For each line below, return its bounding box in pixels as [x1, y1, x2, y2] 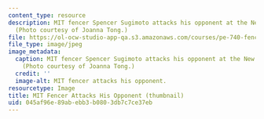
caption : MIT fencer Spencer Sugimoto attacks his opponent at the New [15, 56, 255, 63]
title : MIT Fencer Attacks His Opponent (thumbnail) [8, 92, 185, 99]
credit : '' [15, 70, 51, 78]
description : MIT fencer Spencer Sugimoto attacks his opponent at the [8, 19, 247, 27]
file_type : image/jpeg [8, 41, 82, 49]
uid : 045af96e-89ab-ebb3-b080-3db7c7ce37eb [8, 99, 153, 106]
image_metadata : [8, 48, 61, 56]
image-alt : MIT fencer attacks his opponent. [15, 77, 167, 85]
